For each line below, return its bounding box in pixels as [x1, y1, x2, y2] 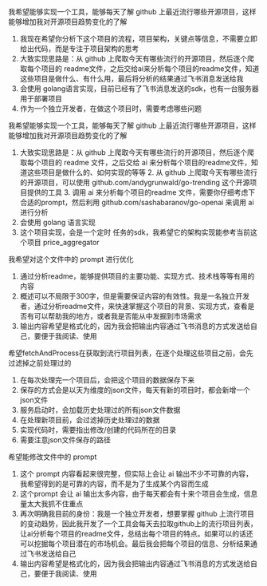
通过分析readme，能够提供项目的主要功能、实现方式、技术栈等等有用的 [19, 271, 255, 281]
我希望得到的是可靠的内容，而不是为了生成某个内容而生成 [19, 479, 209, 489]
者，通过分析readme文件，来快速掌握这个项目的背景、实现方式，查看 [19, 302, 248, 311]
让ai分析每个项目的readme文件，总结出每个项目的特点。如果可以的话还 [19, 529, 253, 538]
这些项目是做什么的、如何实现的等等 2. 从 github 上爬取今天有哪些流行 [26, 168, 257, 177]
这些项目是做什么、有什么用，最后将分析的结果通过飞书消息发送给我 [19, 74, 244, 83]
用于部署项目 [19, 94, 62, 103]
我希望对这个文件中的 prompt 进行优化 [8, 255, 134, 263]
